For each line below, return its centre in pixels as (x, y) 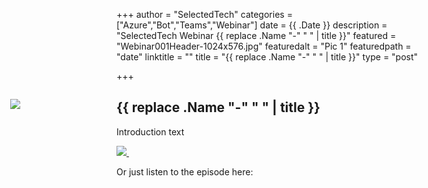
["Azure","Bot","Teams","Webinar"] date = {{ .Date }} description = (252, 25)
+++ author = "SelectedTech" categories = (204, 14)
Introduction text (150, 131)
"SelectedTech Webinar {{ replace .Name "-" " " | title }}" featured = (256, 35)
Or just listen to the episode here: (185, 171)
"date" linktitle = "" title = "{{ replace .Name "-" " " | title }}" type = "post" (267, 57)
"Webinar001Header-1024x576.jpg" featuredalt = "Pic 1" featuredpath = (264, 46)
